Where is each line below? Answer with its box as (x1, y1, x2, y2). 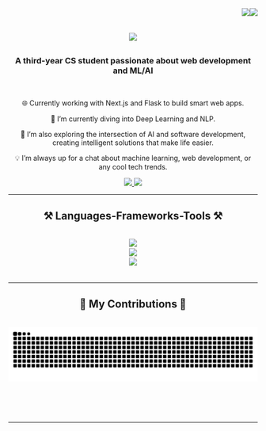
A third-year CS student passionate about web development (14, 55, 252, 67)
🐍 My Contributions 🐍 (79, 297, 187, 311)
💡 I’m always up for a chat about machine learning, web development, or (14, 154, 252, 163)
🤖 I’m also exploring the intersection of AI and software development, (20, 130, 246, 139)
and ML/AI (112, 65, 154, 76)
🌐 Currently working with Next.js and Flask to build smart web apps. (21, 98, 245, 108)
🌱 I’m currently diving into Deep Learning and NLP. (50, 114, 216, 124)
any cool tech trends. (98, 162, 168, 172)
